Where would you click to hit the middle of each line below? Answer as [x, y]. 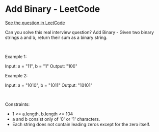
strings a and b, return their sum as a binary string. [56, 37]
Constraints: [17, 104]
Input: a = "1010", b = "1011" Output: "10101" [49, 85]
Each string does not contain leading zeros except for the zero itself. [81, 124]
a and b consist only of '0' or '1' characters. [56, 119]
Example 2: [16, 75]
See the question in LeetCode [35, 23]
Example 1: [16, 56]
